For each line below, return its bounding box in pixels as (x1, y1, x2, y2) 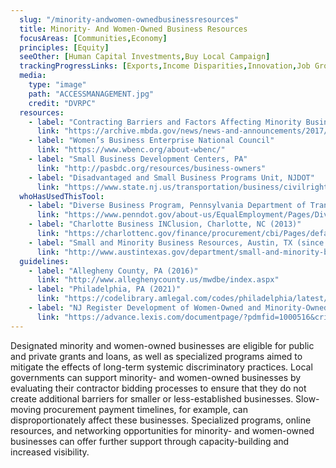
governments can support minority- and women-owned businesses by (10, 371, 302, 383)
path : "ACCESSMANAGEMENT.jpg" (28, 89, 155, 99)
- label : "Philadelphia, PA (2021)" (28, 284, 182, 295)
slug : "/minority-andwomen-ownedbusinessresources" (19, 14, 240, 25)
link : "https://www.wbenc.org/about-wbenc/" (36, 145, 226, 155)
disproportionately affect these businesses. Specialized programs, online (10, 414, 312, 426)
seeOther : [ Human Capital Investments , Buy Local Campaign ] (19, 52, 271, 62)
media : (19, 71, 47, 81)
